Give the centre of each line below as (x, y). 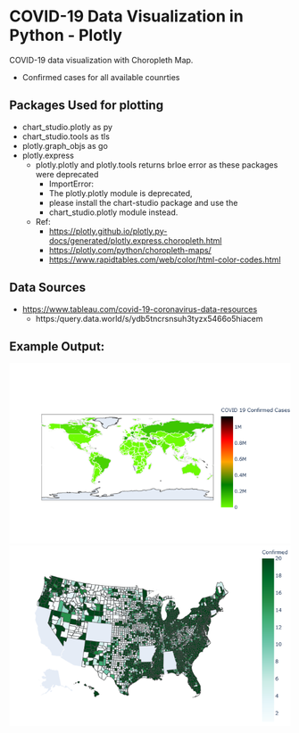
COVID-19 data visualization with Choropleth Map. (101, 60)
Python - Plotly (66, 35)
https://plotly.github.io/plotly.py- (108, 231)
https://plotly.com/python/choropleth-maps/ (130, 250)
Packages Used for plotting (86, 106)
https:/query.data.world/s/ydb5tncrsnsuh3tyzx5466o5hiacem (149, 318)
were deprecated (67, 174)
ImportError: (71, 184)
